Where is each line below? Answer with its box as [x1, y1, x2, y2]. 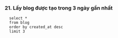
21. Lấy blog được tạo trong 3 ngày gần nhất [4, 4, 113, 11]
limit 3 [9, 29, 25, 34]
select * [9, 16, 27, 21]
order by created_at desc [9, 24, 63, 29]
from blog [9, 20, 29, 25]
